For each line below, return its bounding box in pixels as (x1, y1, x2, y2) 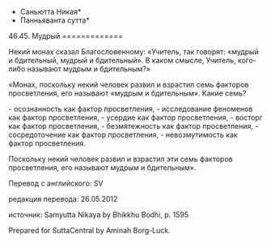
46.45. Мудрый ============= (8, 32, 124, 40)
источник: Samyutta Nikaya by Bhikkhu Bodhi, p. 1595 (8, 210, 189, 220)
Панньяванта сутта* (19, 15, 91, 25)
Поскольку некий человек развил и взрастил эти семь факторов (8, 154, 233, 164)
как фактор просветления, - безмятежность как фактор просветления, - (8, 122, 259, 130)
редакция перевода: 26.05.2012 (8, 194, 118, 203)
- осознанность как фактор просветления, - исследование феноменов (8, 104, 253, 113)
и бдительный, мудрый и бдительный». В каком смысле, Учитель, (8, 56, 236, 65)
